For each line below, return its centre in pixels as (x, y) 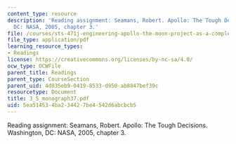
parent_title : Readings (42, 72)
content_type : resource (42, 14)
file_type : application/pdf (48, 40)
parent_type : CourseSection (48, 79)
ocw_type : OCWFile (34, 66)
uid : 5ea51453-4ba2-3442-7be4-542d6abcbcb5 (72, 105)
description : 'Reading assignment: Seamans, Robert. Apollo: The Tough (114, 20)
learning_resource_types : (45, 46)
